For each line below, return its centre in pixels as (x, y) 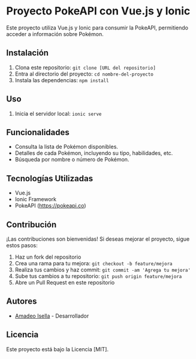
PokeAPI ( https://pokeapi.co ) (50, 206)
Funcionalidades (38, 132)
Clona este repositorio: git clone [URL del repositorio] (85, 67)
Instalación (28, 53)
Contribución (31, 224)
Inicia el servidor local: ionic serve (58, 113)
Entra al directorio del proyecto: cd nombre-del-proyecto (84, 74)
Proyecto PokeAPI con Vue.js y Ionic (98, 11)
